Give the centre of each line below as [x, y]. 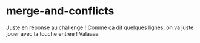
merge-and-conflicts [60, 11]
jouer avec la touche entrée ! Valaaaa [52, 33]
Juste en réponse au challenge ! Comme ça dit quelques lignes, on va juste [100, 27]
